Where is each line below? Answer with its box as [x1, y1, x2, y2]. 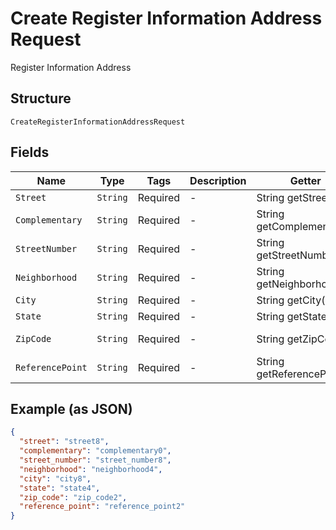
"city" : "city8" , [19, 473, 92, 484]
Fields [10, 144, 50, 161]
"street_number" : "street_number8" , [19, 455, 172, 465]
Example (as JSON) [10, 400, 133, 417]
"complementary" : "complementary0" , [19, 446, 172, 456]
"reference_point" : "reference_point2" [19, 502, 186, 512]
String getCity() [256, 293, 330, 307]
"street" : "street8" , [19, 437, 110, 447]
